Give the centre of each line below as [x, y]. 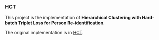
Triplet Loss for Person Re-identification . [61, 23]
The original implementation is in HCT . [44, 33]
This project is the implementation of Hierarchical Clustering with [73, 18]
